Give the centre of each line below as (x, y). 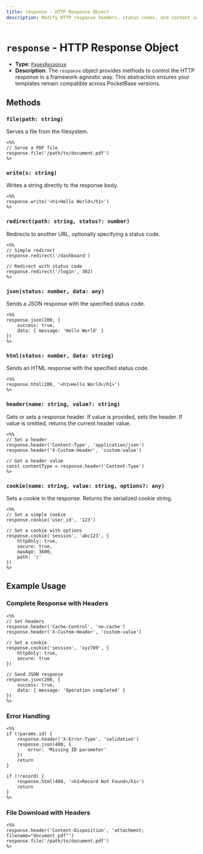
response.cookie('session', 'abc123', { (58, 536)
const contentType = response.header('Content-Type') (76, 466)
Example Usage (36, 586)
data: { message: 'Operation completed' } (71, 690)
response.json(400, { (44, 744)
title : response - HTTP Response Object (58, 12)
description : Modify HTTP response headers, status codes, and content (98, 18)
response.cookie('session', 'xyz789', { (58, 648)
